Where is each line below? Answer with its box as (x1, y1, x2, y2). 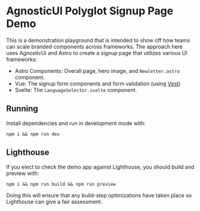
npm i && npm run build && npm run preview (6, 181, 116, 187)
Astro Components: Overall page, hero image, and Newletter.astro (14, 67, 180, 74)
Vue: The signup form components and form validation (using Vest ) (14, 79, 181, 87)
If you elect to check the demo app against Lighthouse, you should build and (6, 163, 195, 170)
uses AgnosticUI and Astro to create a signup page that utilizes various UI (6, 49, 188, 56)
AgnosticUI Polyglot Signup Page (6, 4, 174, 18)
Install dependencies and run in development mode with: (6, 120, 146, 127)
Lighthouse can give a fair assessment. (6, 198, 103, 205)
